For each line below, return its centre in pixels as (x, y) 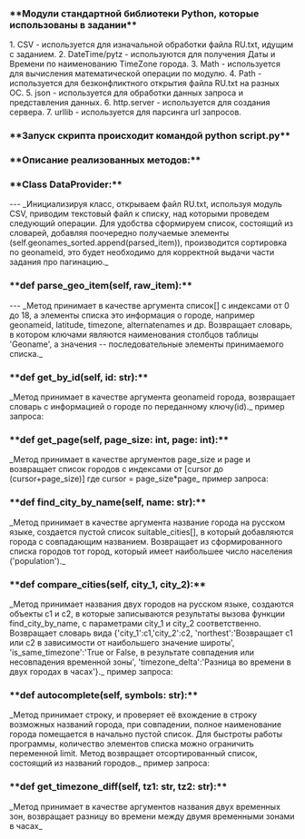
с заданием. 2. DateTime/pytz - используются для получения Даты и (143, 54)
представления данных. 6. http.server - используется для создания (140, 103)
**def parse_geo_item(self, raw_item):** (101, 286)
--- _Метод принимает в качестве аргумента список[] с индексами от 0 (149, 305)
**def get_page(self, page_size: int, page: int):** (119, 439)
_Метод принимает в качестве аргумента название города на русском (148, 522)
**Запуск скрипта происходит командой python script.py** (150, 136)
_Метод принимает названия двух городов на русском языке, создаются (152, 604)
